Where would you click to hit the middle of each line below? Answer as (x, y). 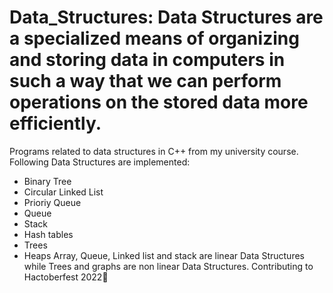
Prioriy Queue (52, 202)
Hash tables (48, 234)
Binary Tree (47, 181)
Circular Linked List (63, 192)
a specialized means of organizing (154, 38)
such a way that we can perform (145, 81)
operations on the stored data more (159, 102)
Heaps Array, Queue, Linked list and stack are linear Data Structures (164, 255)
